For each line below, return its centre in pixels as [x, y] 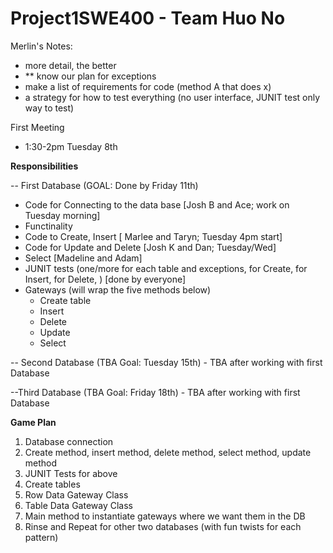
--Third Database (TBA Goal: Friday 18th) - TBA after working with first [155, 392]
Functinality [48, 226]
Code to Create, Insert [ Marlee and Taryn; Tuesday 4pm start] [153, 236]
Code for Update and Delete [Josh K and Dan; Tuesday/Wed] [150, 247]
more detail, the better [70, 65]
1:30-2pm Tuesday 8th [71, 146]
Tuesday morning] [62, 215]
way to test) [49, 108]
